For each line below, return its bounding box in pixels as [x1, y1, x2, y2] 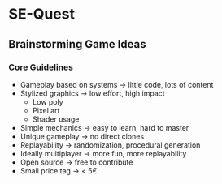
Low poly [32, 96, 63, 106]
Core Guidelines [8, 62, 73, 73]
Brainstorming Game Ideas [8, 37, 146, 51]
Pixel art [32, 105, 60, 115]
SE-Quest [8, 5, 76, 24]
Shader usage [32, 114, 80, 124]
